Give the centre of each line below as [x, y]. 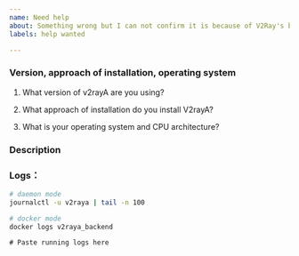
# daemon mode [36, 194]
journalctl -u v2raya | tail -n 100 [77, 202]
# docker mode [36, 219]
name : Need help [39, 17]
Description [35, 149]
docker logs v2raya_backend [61, 227]
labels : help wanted [48, 34]
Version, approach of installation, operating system [123, 73]
